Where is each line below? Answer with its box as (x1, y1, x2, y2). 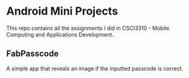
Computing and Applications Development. (6, 30, 114, 38)
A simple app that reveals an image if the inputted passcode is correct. (6, 65, 184, 72)
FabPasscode (6, 49, 59, 59)
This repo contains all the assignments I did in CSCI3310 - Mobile (6, 24, 170, 32)
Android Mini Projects (6, 4, 119, 18)
